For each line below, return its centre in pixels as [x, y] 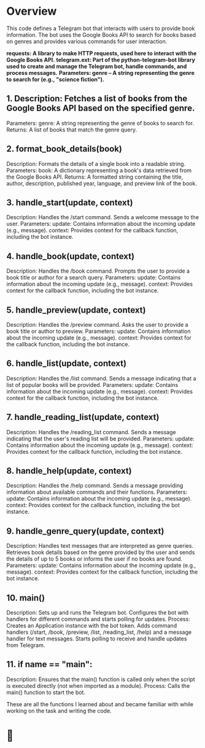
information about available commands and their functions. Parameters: [97, 492]
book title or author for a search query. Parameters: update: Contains [94, 278]
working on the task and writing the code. [59, 711]
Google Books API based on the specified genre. [101, 108]
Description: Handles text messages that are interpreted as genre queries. [100, 546]
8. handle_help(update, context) [69, 471]
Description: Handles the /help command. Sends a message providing [95, 486]
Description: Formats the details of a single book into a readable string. [96, 163]
